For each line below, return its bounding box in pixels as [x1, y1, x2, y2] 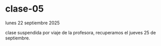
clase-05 [5, 3, 44, 15]
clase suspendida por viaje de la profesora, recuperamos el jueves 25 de [5, 29, 156, 35]
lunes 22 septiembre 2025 [5, 20, 60, 26]
